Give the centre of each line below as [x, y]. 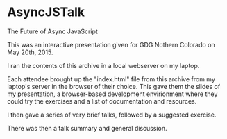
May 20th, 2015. [30, 52]
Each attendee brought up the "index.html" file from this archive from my [111, 79]
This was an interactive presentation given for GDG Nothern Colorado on [111, 44]
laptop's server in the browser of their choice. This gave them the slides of [114, 86]
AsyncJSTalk [46, 12]
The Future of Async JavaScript [53, 31]
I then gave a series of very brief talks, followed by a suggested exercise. [112, 115]
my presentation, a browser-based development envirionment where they [112, 94]
